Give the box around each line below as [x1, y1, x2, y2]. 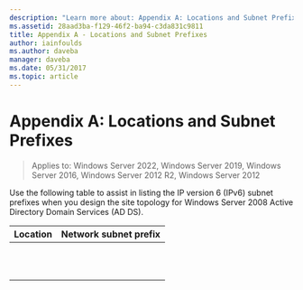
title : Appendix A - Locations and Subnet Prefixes [9, 30, 207, 39]
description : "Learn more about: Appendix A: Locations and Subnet [9, 13, 269, 23]
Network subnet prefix [60, 228, 161, 240]
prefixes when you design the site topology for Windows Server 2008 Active [9, 196, 294, 208]
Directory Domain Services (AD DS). [9, 206, 144, 217]
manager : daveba [9, 55, 70, 64]
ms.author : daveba [9, 47, 78, 56]
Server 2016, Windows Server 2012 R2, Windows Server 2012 [31, 169, 261, 181]
